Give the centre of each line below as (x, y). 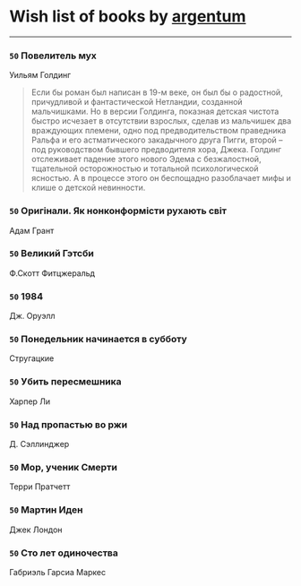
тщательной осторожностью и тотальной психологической (145, 168)
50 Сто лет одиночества (64, 553)
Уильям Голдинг (40, 75)
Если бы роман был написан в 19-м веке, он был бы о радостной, (157, 92)
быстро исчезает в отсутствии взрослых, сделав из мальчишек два (161, 121)
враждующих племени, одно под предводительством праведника (159, 131)
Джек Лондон (36, 530)
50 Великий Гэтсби (52, 254)
